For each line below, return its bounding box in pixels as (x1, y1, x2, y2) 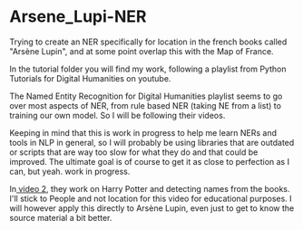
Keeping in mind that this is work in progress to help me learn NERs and (9, 127, 278, 138)
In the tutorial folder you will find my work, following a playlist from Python (9, 63, 287, 74)
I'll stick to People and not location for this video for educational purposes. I (9, 193, 292, 204)
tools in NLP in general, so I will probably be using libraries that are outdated (9, 137, 295, 148)
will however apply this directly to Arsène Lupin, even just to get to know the (9, 202, 295, 214)
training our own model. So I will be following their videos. (9, 110, 226, 120)
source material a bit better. (9, 212, 112, 223)
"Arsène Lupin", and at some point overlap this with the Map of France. (9, 45, 274, 56)
